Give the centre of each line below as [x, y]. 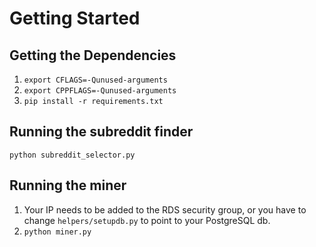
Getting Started [75, 18]
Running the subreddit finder [101, 132]
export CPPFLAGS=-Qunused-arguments [100, 91]
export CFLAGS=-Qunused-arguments [95, 80]
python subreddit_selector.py [72, 155]
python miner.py [57, 232]
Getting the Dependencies [93, 55]
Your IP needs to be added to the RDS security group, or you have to [165, 209]
